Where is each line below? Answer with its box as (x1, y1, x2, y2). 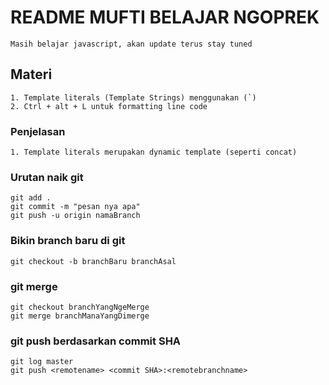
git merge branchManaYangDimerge (10, 311, 150, 321)
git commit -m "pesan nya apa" (10, 202, 141, 212)
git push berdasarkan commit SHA (10, 334, 182, 348)
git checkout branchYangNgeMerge (10, 302, 150, 312)
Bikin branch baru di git (10, 234, 126, 248)
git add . (10, 193, 52, 203)
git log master (10, 357, 74, 367)
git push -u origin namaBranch (10, 211, 141, 221)
